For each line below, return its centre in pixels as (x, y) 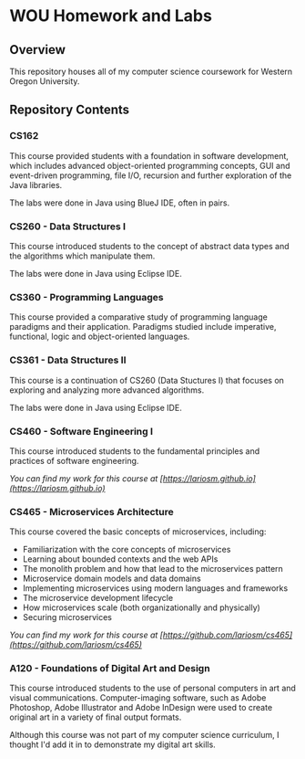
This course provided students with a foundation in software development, (149, 155)
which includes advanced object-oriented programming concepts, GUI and (150, 165)
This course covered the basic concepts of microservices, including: (138, 532)
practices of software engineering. (74, 460)
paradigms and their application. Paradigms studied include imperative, (143, 327)
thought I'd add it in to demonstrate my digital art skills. (112, 744)
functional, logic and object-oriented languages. (100, 337)
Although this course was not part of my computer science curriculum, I (144, 735)
